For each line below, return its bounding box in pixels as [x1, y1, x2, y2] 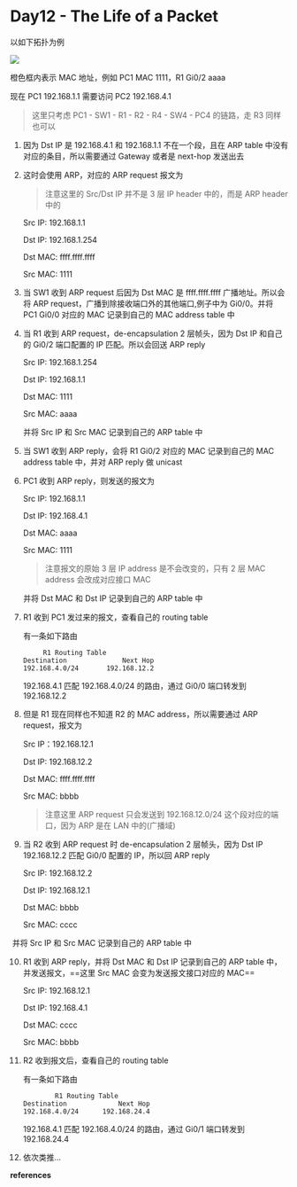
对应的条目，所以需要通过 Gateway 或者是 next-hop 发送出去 [22, 151, 245, 161]
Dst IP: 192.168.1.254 [22, 234, 98, 245]
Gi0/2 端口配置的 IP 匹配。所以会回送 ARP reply [33, 339, 206, 349]
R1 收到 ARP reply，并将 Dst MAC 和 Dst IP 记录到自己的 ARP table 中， [22, 956, 282, 967]
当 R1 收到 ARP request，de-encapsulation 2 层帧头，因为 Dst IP [22, 328, 257, 339]
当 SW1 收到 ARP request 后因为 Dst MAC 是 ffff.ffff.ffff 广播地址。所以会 [22, 286, 286, 298]
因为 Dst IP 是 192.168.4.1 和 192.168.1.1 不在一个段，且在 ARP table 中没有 [22, 139, 289, 150]
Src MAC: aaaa [22, 408, 78, 418]
